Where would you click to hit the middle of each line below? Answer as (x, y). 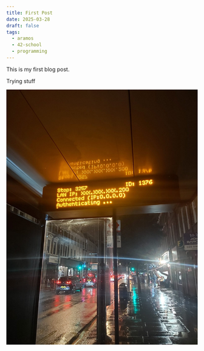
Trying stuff (21, 81)
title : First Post (29, 13)
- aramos (23, 39)
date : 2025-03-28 (28, 19)
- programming (29, 52)
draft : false (23, 26)
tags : (13, 32)
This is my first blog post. (38, 69)
